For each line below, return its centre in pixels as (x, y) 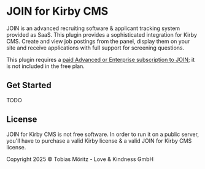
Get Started (29, 85)
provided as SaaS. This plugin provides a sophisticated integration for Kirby (102, 34)
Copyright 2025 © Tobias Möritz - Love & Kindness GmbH (80, 159)
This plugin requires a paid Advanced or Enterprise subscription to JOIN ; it (101, 59)
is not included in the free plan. (45, 66)
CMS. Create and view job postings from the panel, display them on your (98, 41)
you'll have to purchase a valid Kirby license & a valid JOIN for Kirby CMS (99, 141)
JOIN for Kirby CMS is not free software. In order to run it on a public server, (103, 134)
